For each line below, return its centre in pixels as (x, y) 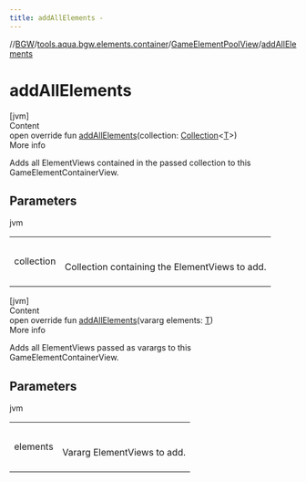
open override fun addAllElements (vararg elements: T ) (112, 320)
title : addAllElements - (56, 18)
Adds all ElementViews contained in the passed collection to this (130, 162)
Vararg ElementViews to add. (124, 453)
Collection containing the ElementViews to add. (166, 267)
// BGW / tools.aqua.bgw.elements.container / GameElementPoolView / (136, 44)
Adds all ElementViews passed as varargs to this (100, 348)
